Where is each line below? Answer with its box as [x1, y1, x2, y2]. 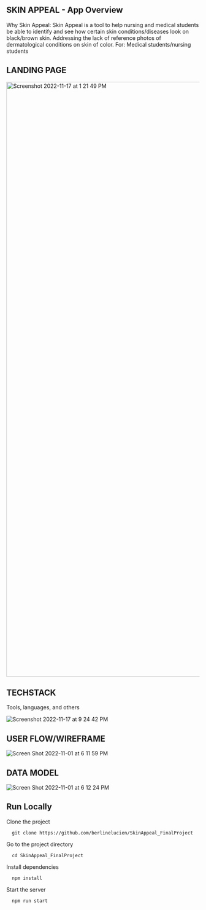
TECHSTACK [6, 688, 56, 698]
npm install [12, 875, 43, 881]
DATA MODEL [6, 768, 59, 778]
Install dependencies [6, 863, 59, 871]
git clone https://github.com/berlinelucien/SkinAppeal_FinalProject [12, 830, 193, 836]
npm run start [12, 898, 48, 904]
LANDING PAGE [6, 65, 67, 76]
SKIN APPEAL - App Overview [6, 5, 123, 15]
